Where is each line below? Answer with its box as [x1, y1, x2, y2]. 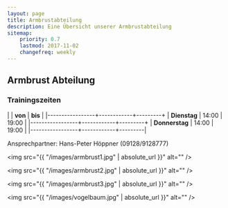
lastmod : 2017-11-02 [19, 42, 79, 49]
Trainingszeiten [7, 95, 61, 105]
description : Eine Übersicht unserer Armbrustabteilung [7, 23, 172, 30]
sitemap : [7, 29, 33, 37]
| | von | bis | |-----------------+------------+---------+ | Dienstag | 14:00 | [7, 111, 223, 119]
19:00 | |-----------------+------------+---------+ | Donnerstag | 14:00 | [7, 119, 214, 127]
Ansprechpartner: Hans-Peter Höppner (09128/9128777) [7, 139, 169, 148]
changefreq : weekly [19, 49, 76, 56]
